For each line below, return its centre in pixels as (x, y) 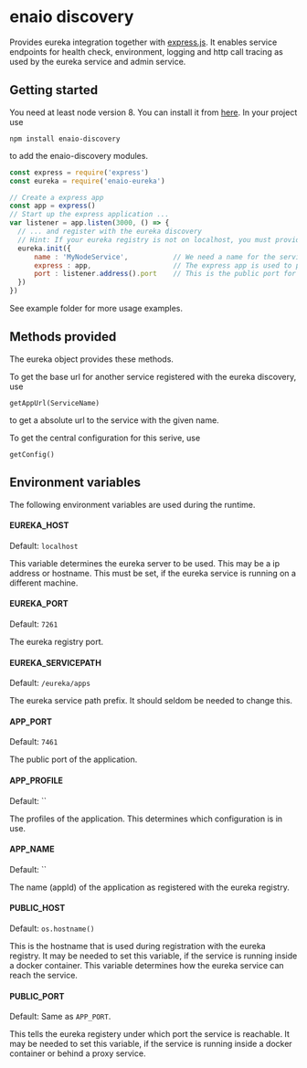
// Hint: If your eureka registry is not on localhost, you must (145, 239)
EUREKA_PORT (39, 604)
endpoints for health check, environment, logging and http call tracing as (146, 51)
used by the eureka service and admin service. (98, 61)
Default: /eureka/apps (50, 683)
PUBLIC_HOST (37, 908)
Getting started (54, 90)
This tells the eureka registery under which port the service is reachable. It (150, 1034)
